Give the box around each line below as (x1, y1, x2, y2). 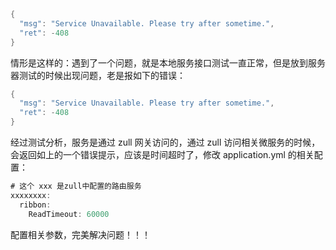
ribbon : (19, 200, 52, 210)
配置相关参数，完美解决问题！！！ (10, 228, 151, 240)
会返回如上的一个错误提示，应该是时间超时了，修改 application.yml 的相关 (10, 149, 315, 160)
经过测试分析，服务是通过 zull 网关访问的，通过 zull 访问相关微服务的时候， (10, 136, 321, 148)
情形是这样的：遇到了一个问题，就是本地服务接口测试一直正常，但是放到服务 (10, 56, 326, 69)
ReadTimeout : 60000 (28, 209, 110, 219)
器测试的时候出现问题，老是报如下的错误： (10, 69, 186, 81)
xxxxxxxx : (10, 190, 52, 200)
